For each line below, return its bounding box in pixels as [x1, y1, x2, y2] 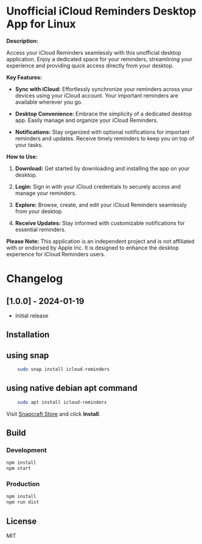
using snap [6, 350, 50, 361]
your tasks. [15, 141, 44, 148]
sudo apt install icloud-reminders [17, 399, 107, 405]
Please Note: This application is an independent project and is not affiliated [6, 237, 195, 245]
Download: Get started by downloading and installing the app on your [15, 165, 190, 172]
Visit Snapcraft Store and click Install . [6, 410, 101, 417]
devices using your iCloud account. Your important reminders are [15, 92, 179, 99]
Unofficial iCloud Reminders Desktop [6, 4, 197, 18]
